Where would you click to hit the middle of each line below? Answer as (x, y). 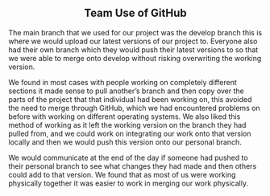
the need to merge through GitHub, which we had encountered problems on (134, 108)
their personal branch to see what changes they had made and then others (133, 166)
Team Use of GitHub (135, 13)
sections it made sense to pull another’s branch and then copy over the (126, 91)
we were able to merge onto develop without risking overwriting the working (135, 58)
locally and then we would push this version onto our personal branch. (125, 142)
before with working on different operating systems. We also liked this (125, 116)
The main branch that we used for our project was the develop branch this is (135, 32)
